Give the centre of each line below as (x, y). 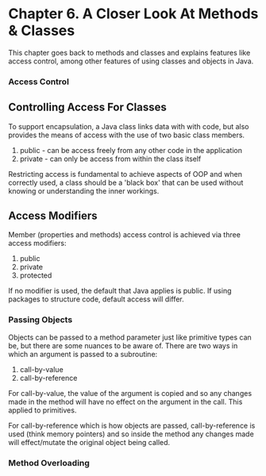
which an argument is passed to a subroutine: (83, 354)
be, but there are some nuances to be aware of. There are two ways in (123, 345)
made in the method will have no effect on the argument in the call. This (125, 401)
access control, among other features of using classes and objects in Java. (131, 61)
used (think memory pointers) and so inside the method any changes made (131, 434)
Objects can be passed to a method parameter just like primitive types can (130, 337)
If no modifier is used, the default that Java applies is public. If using (120, 291)
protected (36, 275)
